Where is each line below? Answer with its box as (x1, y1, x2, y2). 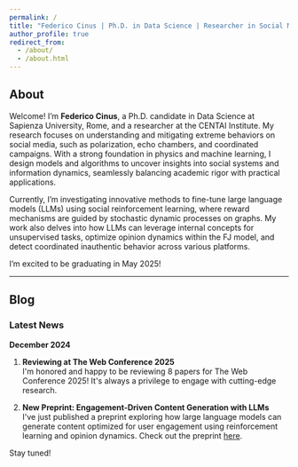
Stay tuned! (9, 447, 51, 458)
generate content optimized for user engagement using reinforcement (21, 421, 278, 431)
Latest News (9, 319, 65, 331)
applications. (9, 177, 56, 187)
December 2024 (9, 339, 71, 350)
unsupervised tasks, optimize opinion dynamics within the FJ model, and (9, 232, 275, 242)
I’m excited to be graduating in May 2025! (9, 258, 161, 269)
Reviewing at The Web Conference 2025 (21, 356, 175, 367)
